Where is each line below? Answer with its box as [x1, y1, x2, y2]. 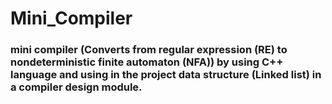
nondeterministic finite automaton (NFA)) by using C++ [10, 55, 284, 69]
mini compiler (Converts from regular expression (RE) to [10, 43, 288, 57]
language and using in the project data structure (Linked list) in [10, 68, 322, 82]
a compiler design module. [10, 80, 143, 94]
